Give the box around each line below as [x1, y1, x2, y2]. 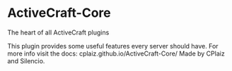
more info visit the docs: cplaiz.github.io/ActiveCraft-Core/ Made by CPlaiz [7, 49, 225, 58]
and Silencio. [7, 56, 45, 65]
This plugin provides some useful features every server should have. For [7, 41, 219, 50]
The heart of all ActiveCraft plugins [7, 28, 110, 37]
